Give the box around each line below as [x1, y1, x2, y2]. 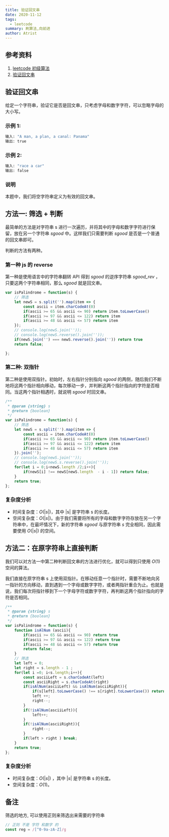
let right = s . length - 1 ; [14, 665, 73, 670]
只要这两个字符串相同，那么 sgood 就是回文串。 [5, 280, 105, 286]
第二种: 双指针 [5, 364, 39, 371]
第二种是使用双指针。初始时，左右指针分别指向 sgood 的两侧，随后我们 [5, 376, 153, 382]
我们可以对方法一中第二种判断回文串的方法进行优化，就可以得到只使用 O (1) [5, 558, 160, 564]
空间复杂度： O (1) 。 [12, 781, 52, 787]
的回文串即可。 [5, 236, 36, 242]
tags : [5, 17, 17, 22]
